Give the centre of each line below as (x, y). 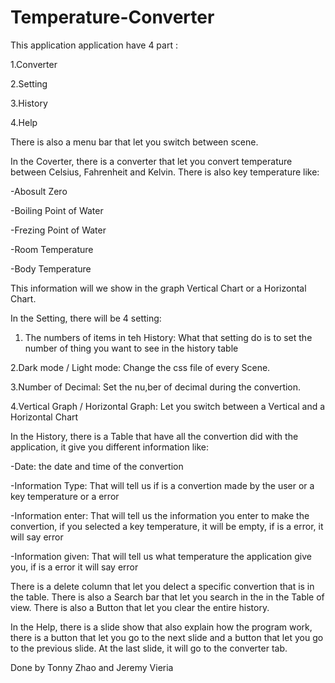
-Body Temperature (51, 268)
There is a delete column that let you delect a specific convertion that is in (162, 586)
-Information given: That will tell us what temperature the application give (161, 556)
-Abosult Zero (39, 191)
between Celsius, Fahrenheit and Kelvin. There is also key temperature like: (165, 172)
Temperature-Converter (112, 17)
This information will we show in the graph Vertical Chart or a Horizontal (158, 288)
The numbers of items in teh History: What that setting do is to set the (168, 337)
